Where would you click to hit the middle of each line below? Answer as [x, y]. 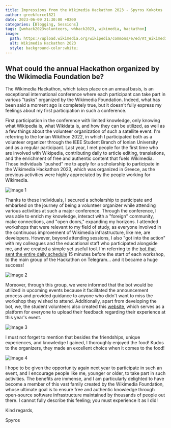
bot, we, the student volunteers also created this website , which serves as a [85, 306]
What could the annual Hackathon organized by [82, 69]
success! [15, 265]
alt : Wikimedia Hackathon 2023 [43, 43]
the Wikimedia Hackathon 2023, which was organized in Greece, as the [80, 170]
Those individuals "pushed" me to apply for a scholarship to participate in [82, 164]
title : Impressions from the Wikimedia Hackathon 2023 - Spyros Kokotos [84, 10]
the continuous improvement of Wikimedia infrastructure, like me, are [78, 232]
